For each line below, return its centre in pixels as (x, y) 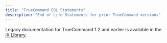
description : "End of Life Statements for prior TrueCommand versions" (83, 15)
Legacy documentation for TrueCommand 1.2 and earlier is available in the (83, 29)
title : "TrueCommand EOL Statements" (45, 10)
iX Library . (16, 35)
